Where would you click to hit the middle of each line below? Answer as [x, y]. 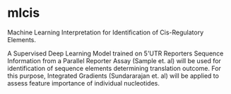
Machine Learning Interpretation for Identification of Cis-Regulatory [106, 32]
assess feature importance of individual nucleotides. [84, 83]
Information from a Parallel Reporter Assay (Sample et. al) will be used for [114, 60]
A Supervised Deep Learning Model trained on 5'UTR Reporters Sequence [115, 53]
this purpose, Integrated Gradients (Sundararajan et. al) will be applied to [113, 76]
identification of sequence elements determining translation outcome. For [114, 68]
